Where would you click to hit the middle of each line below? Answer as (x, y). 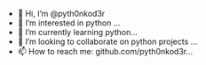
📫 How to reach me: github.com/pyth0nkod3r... (105, 51)
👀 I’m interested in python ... (69, 23)
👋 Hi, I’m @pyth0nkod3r (61, 14)
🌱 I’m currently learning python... (77, 32)
